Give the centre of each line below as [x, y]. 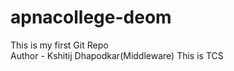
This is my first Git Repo [59, 45]
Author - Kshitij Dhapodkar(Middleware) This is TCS [117, 55]
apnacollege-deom [91, 17]
